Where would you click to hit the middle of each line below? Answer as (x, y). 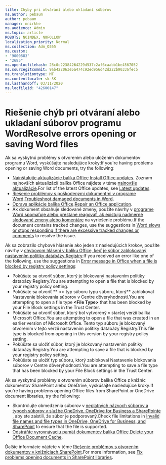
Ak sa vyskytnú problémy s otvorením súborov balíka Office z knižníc (75, 380)
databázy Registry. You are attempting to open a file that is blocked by (83, 281)
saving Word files (42, 144)
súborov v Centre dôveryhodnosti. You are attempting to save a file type (85, 365)
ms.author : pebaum (24, 14)
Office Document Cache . (38, 437)
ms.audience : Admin (25, 28)
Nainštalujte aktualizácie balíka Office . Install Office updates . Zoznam (82, 178)
